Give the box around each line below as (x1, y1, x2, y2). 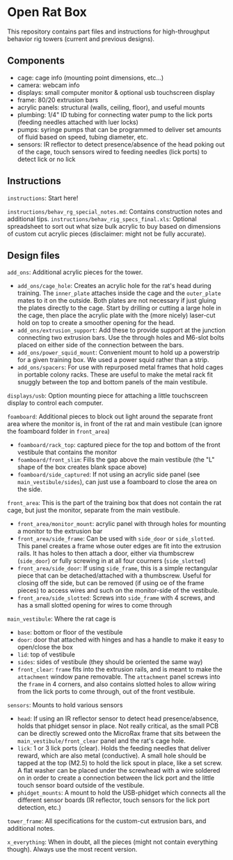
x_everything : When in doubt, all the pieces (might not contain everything (7, 838, 218, 846)
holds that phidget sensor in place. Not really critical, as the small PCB (17, 722, 219, 730)
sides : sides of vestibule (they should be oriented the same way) (17, 658, 203, 666)
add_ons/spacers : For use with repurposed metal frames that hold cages (17, 363, 224, 372)
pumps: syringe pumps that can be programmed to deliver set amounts (17, 125, 222, 133)
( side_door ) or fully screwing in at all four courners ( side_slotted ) (17, 557, 207, 565)
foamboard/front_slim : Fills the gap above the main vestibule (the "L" (17, 455, 215, 464)
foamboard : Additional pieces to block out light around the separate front (7, 412, 214, 421)
